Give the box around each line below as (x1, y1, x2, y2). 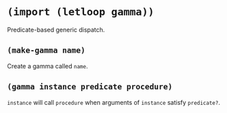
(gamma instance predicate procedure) (7, 81, 173, 92)
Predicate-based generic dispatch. (7, 25, 105, 34)
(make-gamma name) (7, 45, 85, 55)
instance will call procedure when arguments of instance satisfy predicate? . (7, 98, 221, 106)
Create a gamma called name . (7, 62, 88, 70)
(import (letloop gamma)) (7, 5, 155, 18)
